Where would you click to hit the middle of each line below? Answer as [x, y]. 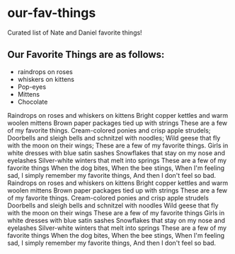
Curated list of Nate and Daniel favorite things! [75, 32]
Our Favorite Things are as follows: [86, 55]
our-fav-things [52, 13]
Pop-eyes [32, 87]
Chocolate [33, 102]
